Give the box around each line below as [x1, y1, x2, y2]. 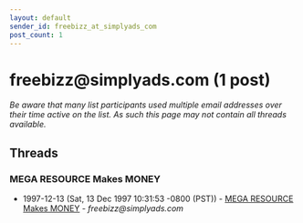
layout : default [9, 13, 71, 23]
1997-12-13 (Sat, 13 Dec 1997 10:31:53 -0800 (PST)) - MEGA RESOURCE [22, 193, 294, 204]
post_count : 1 [9, 30, 64, 39]
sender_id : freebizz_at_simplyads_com [9, 22, 157, 31]
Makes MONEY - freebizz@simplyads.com [22, 203, 184, 214]
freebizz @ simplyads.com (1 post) [9, 69, 271, 90]
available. [9, 119, 47, 130]
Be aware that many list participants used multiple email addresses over [9, 99, 283, 110]
